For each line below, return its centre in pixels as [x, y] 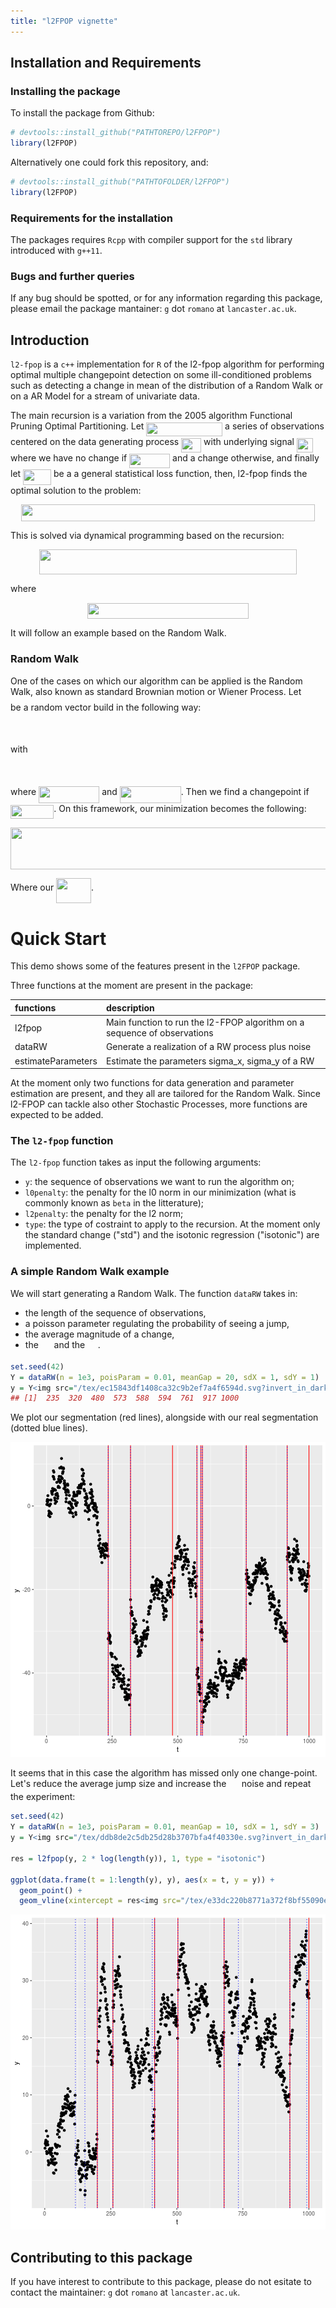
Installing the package [65, 91]
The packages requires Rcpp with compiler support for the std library [151, 240]
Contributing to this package [101, 2257]
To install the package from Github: [82, 113]
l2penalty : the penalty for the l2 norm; [104, 1214]
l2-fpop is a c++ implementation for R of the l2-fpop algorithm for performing [167, 364]
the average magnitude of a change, [99, 1334]
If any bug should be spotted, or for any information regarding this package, [166, 298]
